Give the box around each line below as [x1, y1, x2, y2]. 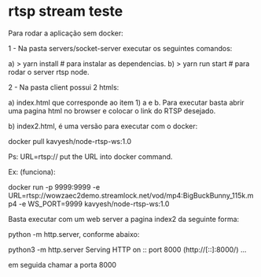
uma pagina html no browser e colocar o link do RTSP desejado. [8, 105, 216, 116]
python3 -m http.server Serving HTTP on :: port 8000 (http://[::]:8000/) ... [8, 245, 247, 254]
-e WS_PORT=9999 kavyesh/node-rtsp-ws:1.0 [18, 199, 170, 209]
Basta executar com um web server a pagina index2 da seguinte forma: [8, 214, 240, 223]
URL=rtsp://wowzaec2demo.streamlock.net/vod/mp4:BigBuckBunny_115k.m [8, 190, 254, 200]
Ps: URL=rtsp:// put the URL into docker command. [8, 152, 173, 161]
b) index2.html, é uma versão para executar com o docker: [8, 121, 198, 131]
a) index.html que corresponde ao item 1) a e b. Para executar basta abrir [8, 98, 245, 107]
